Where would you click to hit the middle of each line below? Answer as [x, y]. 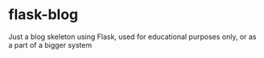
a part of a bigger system [50, 44]
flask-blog [43, 15]
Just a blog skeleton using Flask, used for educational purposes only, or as [132, 37]
